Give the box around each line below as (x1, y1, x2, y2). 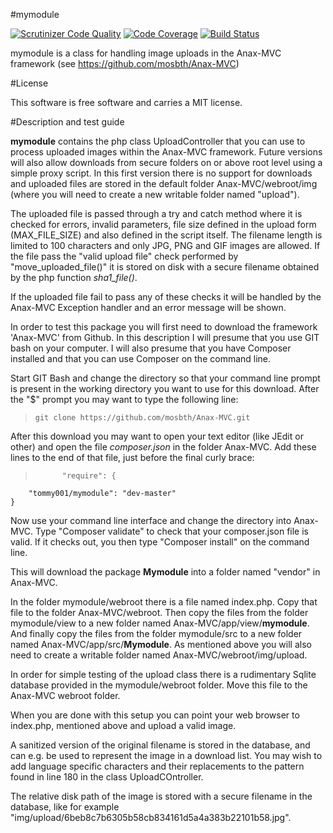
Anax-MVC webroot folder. (10, 690, 121, 701)
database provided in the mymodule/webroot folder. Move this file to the (10, 679, 308, 691)
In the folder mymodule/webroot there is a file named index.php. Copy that (10, 596, 318, 608)
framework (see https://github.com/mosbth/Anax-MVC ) (10, 58, 240, 69)
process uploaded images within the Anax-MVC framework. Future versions (10, 146, 323, 158)
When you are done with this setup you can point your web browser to (10, 709, 300, 721)
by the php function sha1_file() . (10, 272, 138, 283)
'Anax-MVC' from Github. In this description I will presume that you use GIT (10, 332, 320, 343)
